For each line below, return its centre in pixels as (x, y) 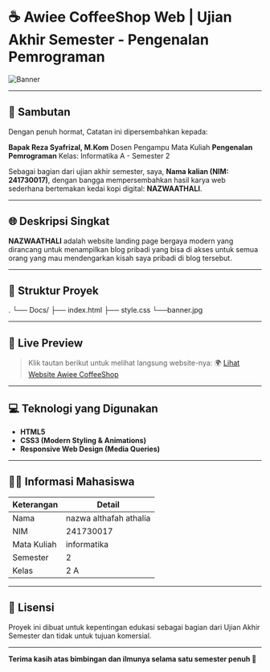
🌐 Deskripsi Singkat (59, 221)
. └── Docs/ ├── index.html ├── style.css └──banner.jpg (106, 310)
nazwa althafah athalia (108, 518)
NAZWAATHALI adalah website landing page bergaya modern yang (121, 241)
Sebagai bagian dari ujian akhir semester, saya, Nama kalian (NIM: (119, 171)
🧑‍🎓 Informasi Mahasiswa (72, 482)
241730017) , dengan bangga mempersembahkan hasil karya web (117, 180)
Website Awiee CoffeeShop (73, 375)
